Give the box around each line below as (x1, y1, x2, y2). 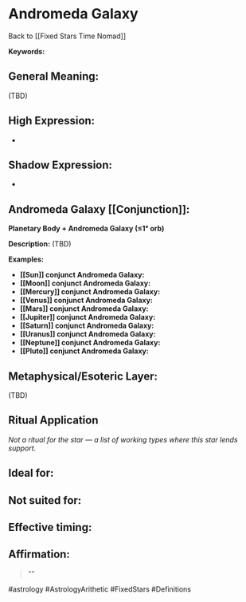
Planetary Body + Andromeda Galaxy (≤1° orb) (8, 224, 165, 234)
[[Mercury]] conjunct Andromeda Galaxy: (19, 287, 161, 297)
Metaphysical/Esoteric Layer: (8, 369, 158, 383)
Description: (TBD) (8, 239, 72, 249)
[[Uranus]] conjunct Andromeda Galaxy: (19, 329, 156, 339)
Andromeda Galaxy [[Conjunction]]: (8, 203, 190, 216)
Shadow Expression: (8, 158, 113, 171)
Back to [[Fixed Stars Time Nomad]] (8, 31, 127, 41)
